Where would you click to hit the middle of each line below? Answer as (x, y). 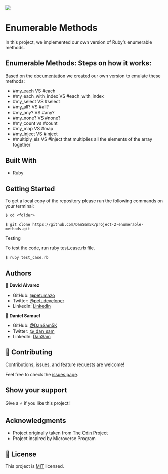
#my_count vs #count (35, 123)
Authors (18, 273)
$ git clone (18, 225)
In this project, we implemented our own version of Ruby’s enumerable (79, 42)
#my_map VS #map (33, 128)
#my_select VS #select (36, 101)
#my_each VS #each (34, 91)
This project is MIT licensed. (35, 466)
